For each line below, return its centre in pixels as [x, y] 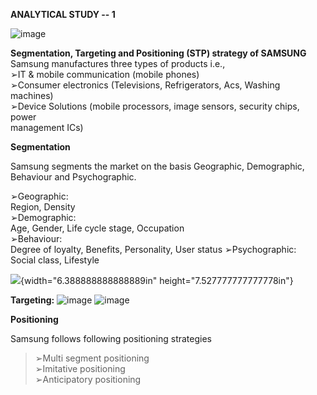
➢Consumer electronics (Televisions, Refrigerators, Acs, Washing [145, 85]
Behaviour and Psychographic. [73, 177]
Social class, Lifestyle [55, 260]
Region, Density [43, 207]
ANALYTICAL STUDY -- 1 [63, 14]
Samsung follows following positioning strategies [111, 338]
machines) [32, 95]
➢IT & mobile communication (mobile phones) [105, 74]
